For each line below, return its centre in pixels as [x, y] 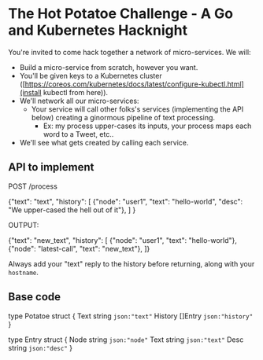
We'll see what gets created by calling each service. [104, 142]
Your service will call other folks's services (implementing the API [137, 109]
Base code [35, 297]
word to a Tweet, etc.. [78, 134]
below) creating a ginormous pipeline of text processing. [123, 117]
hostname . [24, 272]
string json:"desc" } [41, 347]
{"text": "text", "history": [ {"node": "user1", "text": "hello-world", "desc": [126, 201]
